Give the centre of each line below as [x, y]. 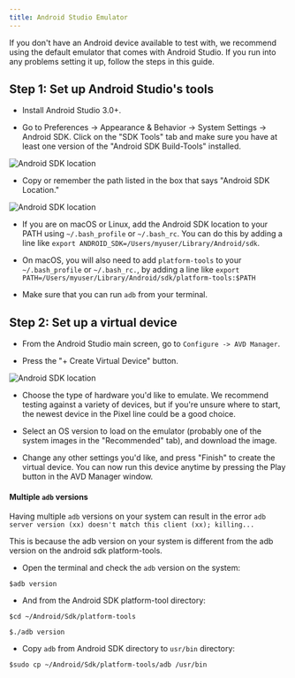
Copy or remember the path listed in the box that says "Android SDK [146, 181]
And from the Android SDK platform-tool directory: [113, 601]
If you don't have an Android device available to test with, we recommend [143, 42]
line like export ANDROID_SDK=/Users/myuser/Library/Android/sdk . [141, 243]
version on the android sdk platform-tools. [86, 551]
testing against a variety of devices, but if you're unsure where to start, [151, 404]
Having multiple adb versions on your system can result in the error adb [138, 516]
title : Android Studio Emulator [68, 17]
